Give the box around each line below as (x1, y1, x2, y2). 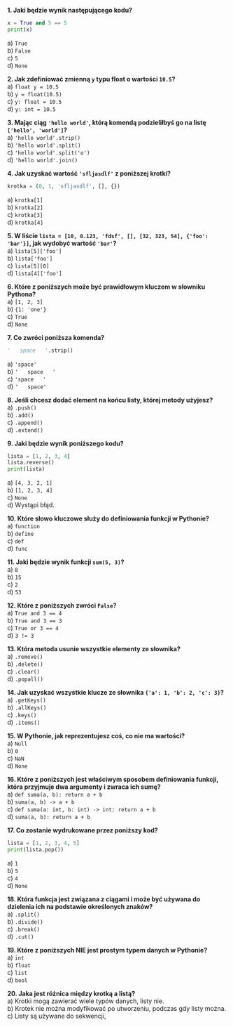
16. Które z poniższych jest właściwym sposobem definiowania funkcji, (7, 776, 219, 784)
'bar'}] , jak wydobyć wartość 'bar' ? (7, 239, 117, 247)
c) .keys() (7, 711, 37, 719)
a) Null (7, 739, 28, 747)
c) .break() (7, 924, 41, 933)
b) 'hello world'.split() (7, 140, 81, 149)
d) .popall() (7, 674, 44, 683)
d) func (7, 544, 28, 553)
